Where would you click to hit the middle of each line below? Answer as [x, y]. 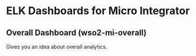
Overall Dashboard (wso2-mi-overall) [76, 33]
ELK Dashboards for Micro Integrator [98, 11]
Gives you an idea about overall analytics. [57, 47]
